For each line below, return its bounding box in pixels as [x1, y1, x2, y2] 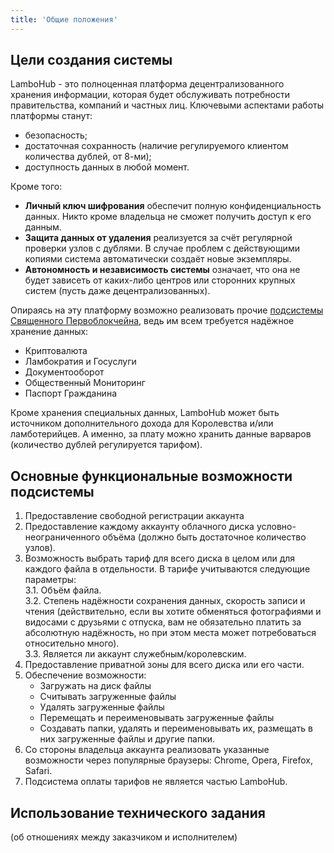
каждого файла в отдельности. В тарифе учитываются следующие [24, 563, 311, 575]
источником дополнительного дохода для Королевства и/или [10, 417, 274, 430]
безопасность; [24, 129, 88, 141]
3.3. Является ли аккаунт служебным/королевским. [24, 648, 247, 660]
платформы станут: [10, 110, 93, 122]
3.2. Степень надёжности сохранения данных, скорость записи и [24, 595, 306, 607]
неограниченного [24, 531, 101, 543]
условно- [256, 521, 297, 533]
